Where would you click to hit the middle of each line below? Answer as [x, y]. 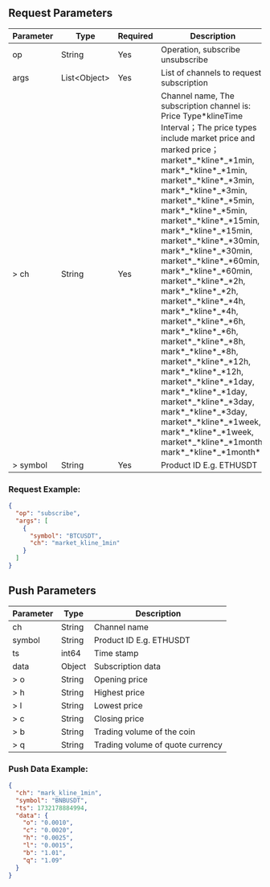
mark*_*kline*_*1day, [204, 391]
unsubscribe [184, 60]
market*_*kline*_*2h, [203, 281]
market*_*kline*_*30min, [210, 241]
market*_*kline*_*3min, [207, 180]
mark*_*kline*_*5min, [204, 210]
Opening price [121, 679]
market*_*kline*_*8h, [203, 341]
